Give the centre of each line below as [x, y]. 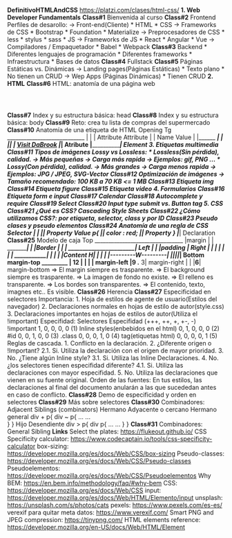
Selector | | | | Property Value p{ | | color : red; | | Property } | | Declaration [112, 233]
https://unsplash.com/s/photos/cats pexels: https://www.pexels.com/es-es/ [115, 505]
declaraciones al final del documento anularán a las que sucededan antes [112, 387]
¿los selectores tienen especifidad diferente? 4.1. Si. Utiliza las [95, 365]
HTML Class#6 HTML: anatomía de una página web [81, 83]
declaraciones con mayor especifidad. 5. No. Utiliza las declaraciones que [113, 373]
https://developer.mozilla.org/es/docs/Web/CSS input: [84, 490]
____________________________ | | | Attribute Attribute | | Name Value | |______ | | [115, 137]
